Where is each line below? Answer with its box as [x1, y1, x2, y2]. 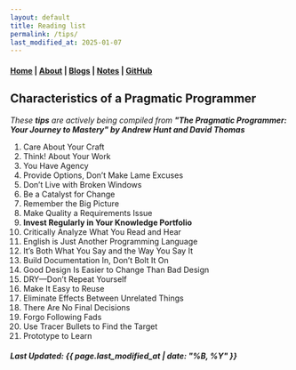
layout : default [10, 12, 70, 22]
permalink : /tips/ [10, 29, 78, 38]
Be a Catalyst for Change [22, 189, 116, 199]
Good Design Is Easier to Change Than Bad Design [22, 264, 210, 275]
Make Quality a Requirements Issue [22, 207, 153, 218]
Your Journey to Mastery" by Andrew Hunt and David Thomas [10, 124, 245, 134]
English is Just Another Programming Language [22, 236, 198, 246]
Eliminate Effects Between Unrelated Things [22, 293, 185, 303]
